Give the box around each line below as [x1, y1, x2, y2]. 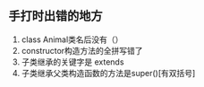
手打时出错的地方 [8, 8, 103, 24]
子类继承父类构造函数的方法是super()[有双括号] [21, 67, 196, 78]
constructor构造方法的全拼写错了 [21, 45, 144, 56]
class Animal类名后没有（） [21, 34, 123, 45]
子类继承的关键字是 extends [21, 57, 124, 67]
